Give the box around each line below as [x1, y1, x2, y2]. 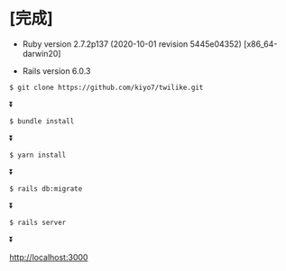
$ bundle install [9, 116, 75, 126]
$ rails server [9, 218, 67, 227]
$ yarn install [9, 150, 67, 159]
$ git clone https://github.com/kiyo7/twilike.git [9, 83, 204, 92]
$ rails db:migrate [9, 184, 83, 194]
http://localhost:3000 [9, 251, 88, 262]
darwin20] [22, 48, 61, 59]
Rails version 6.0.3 [22, 65, 91, 77]
